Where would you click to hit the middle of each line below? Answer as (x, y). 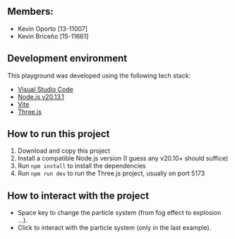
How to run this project (59, 134)
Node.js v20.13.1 (41, 97)
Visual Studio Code (46, 89)
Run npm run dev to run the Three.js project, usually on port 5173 (111, 173)
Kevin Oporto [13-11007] (53, 28)
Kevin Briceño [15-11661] (53, 36)
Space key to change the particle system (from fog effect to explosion (119, 213)
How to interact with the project (78, 196)
